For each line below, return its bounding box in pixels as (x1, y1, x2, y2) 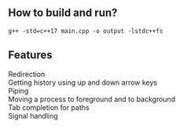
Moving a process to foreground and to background (8, 94, 176, 104)
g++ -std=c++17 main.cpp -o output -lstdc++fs (8, 27, 163, 35)
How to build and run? (8, 6, 118, 20)
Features (8, 49, 53, 62)
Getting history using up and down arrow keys (8, 78, 158, 87)
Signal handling (8, 111, 59, 120)
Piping (8, 86, 29, 95)
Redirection (8, 69, 46, 79)
